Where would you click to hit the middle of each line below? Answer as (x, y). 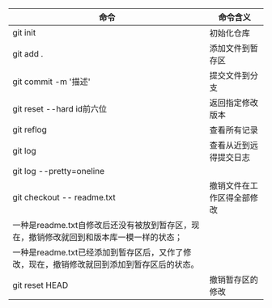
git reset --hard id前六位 (60, 109)
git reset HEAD (40, 285)
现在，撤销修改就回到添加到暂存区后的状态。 (114, 264)
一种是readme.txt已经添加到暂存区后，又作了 (98, 252)
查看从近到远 (234, 145)
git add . (28, 54)
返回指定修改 (234, 103)
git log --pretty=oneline (59, 171)
